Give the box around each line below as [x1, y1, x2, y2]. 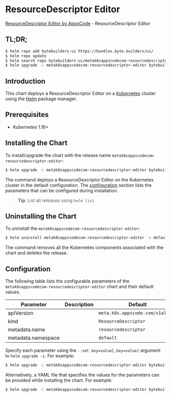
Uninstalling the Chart [5, 212, 77, 221]
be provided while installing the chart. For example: [5, 377, 113, 383]
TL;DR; [5, 35, 28, 44]
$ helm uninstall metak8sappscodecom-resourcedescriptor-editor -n [5, 235, 152, 240]
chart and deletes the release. [5, 250, 68, 256]
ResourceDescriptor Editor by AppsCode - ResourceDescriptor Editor [5, 20, 151, 26]
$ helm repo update [5, 53, 47, 58]
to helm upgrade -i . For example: [5, 353, 75, 359]
